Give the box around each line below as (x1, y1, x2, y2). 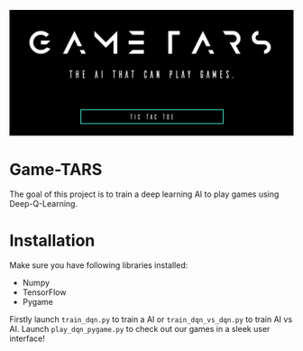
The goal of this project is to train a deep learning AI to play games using (9, 189, 280, 199)
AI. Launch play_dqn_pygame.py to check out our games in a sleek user (9, 324, 271, 335)
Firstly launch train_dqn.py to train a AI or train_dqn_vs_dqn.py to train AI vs (9, 314, 293, 325)
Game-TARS (9, 159, 103, 180)
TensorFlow (22, 287, 67, 298)
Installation (9, 230, 96, 251)
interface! (9, 333, 45, 344)
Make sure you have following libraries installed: (9, 260, 188, 271)
